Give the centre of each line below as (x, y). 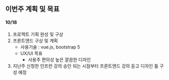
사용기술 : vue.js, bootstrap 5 (50, 47)
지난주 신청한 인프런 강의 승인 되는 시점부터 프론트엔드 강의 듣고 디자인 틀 (86, 66)
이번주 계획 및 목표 (32, 9)
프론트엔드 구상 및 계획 (35, 41)
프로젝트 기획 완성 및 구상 (38, 34)
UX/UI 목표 (31, 53)
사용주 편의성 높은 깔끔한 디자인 (59, 59)
